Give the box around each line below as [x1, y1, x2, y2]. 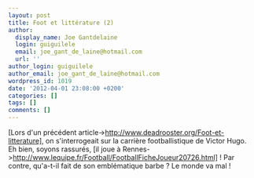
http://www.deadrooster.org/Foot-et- [105, 128, 225, 137]
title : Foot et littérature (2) [8, 19, 114, 27]
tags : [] [8, 99, 37, 107]
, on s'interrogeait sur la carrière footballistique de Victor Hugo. [42, 136, 247, 145]
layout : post [8, 11, 51, 20]
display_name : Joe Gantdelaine [15, 33, 118, 42]
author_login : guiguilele [8, 63, 93, 71]
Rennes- [122, 144, 151, 154]
